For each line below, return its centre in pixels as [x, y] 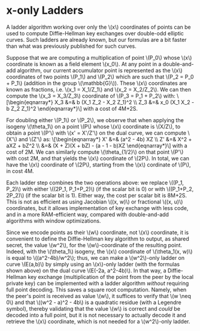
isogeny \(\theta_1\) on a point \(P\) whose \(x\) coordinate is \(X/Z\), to [93, 126]
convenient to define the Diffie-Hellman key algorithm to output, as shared [98, 239]
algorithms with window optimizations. [54, 221]
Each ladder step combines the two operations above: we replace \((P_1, [95, 183]
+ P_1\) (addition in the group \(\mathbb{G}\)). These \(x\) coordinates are [97, 83]
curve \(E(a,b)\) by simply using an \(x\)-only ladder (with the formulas [93, 264]
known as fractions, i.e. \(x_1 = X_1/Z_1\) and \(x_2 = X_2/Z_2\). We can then [99, 89]
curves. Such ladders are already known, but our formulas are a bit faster [96, 40]
